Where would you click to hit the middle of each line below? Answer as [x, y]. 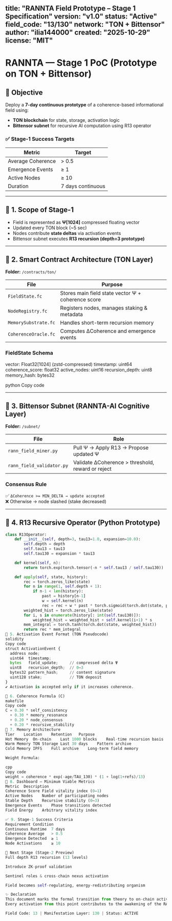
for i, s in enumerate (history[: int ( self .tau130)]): [82, 615]
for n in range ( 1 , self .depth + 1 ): [63, 586]
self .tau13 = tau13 [45, 549]
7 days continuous [83, 186]
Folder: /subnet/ [23, 427]
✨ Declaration [21, 895]
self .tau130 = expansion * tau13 [59, 554]
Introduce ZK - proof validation [39, 867]
